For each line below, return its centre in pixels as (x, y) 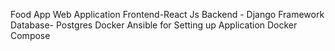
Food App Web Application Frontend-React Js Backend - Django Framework (167, 14)
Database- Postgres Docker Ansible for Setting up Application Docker (154, 25)
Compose (30, 35)
